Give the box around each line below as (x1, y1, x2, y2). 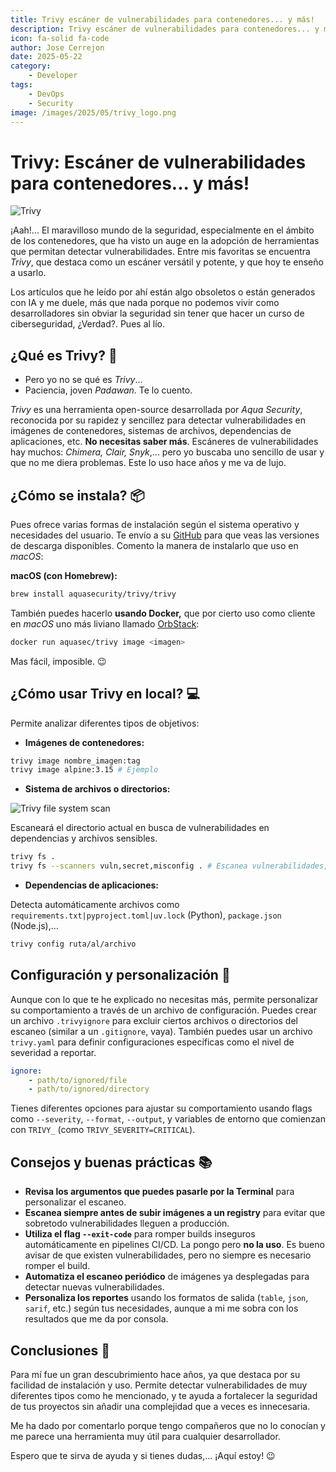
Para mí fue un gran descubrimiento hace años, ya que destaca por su (10, 1368, 301, 1380)
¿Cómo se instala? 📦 (10, 487, 145, 504)
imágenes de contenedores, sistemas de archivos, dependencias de (10, 425, 292, 437)
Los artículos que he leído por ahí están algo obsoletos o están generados (10, 286, 316, 298)
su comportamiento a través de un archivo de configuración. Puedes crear (10, 1004, 317, 1016)
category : (10, 61, 52, 71)
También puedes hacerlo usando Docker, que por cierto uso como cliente (10, 607, 316, 619)
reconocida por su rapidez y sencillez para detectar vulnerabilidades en (10, 414, 306, 426)
